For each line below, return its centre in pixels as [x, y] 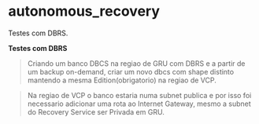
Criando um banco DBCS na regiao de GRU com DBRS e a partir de [136, 63]
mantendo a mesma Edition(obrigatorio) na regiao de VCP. [122, 80]
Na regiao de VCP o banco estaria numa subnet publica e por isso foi [139, 95]
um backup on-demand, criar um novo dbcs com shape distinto [131, 71]
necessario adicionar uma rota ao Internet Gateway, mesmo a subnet [139, 104]
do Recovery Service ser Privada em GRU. [96, 111]
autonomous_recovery [84, 11]
